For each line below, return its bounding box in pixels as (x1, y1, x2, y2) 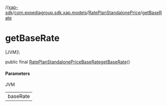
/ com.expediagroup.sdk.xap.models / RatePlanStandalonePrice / (12, 10, 142, 16)
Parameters (5, 70, 30, 76)
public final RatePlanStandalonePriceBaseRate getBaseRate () (5, 59, 130, 65)
